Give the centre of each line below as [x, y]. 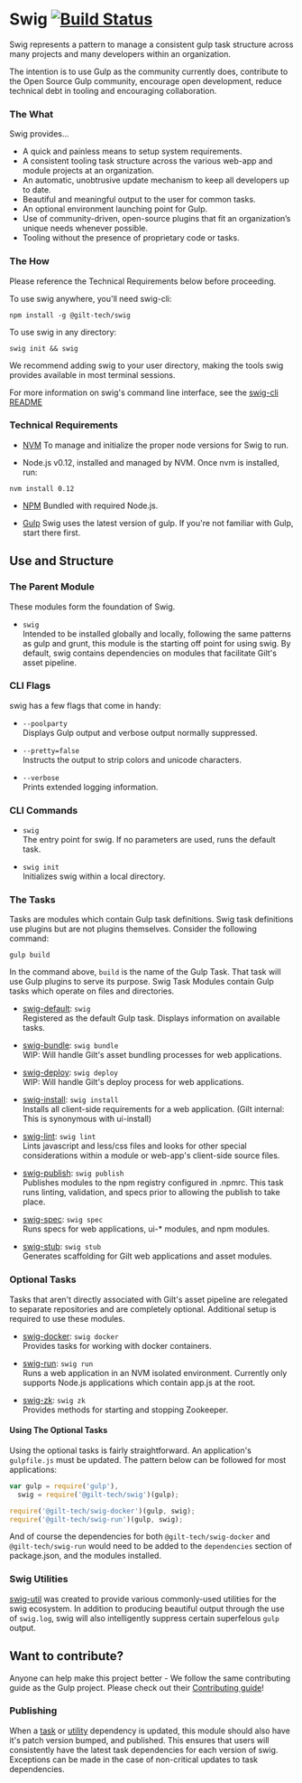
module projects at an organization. [88, 171]
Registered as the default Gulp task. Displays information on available [151, 1018]
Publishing [33, 1711]
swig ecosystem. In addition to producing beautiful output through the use [147, 1608]
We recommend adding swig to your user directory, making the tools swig [146, 365]
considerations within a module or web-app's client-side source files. [151, 1156]
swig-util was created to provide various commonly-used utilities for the [143, 1599]
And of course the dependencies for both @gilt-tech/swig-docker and [140, 1536]
